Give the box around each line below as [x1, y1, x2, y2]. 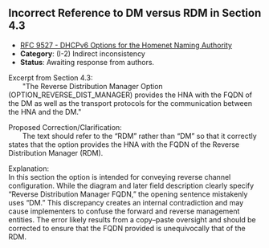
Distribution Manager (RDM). [8, 148, 104, 157]
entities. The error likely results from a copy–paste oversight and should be [8, 214, 257, 224]
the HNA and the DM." [8, 107, 82, 116]
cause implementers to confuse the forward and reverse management [8, 206, 240, 216]
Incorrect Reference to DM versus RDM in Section [8, 6, 262, 20]
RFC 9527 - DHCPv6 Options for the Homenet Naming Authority [19, 40, 233, 50]
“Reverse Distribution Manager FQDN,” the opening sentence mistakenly [8, 189, 248, 199]
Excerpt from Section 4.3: [8, 72, 93, 83]
